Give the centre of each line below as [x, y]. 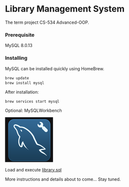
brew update [17, 78]
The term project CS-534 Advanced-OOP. [47, 22]
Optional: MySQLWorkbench [33, 110]
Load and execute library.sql [33, 170]
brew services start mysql [32, 101]
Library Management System [65, 9]
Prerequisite [20, 35]
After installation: [22, 92]
